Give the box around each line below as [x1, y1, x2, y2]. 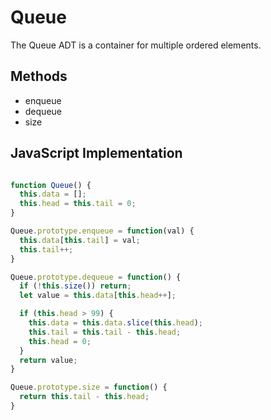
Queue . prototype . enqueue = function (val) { [10, 226, 195, 236]
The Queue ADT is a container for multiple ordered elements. [10, 39, 262, 51]
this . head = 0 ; [28, 336, 92, 346]
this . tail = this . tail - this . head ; [28, 327, 182, 337]
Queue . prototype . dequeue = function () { [10, 272, 182, 282]
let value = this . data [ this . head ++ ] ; [19, 291, 177, 301]
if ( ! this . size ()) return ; [19, 281, 132, 291]
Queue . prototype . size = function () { [10, 382, 168, 393]
